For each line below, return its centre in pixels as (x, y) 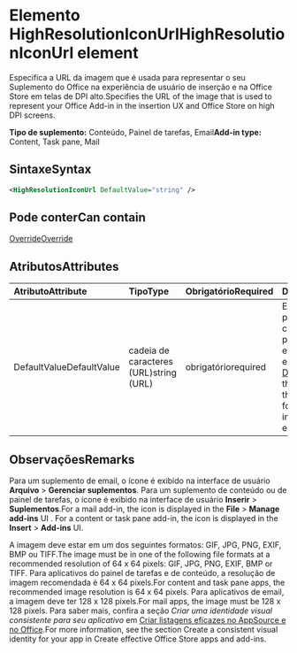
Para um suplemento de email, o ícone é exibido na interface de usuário (140, 481)
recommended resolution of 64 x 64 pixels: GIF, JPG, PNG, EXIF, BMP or (141, 564)
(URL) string (152, 373)
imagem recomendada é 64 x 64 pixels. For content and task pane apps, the (147, 583)
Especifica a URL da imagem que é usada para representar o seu (127, 77)
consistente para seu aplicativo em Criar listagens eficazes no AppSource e (148, 620)
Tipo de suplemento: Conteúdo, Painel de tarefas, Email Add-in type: (136, 132)
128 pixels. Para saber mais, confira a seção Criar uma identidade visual (141, 611)
